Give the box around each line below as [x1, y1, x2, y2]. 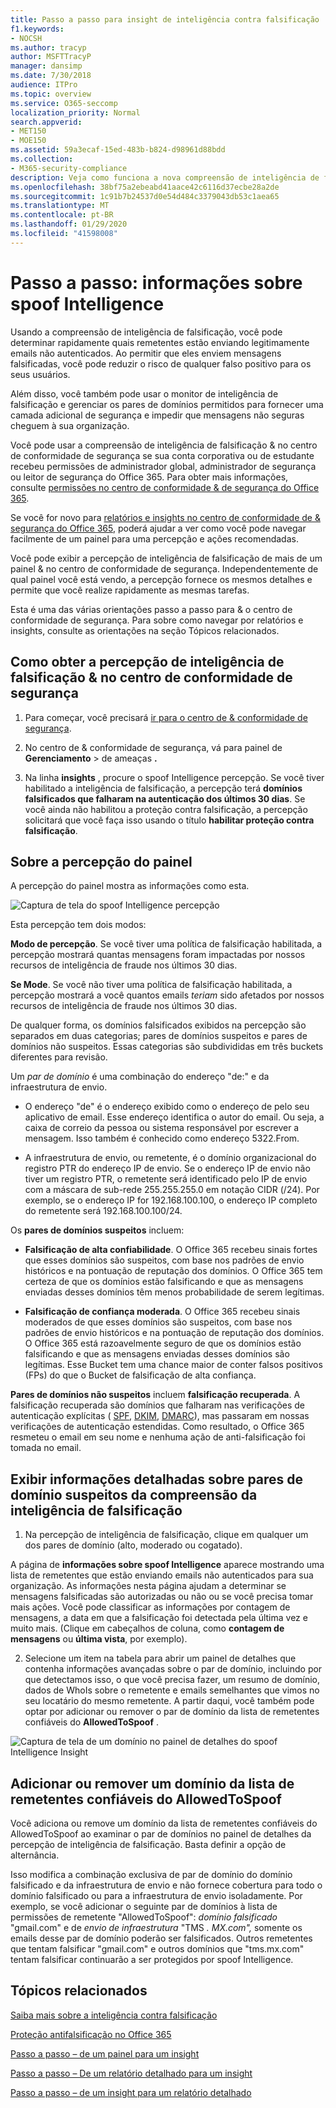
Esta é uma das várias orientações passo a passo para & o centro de [10, 603, 293, 615]
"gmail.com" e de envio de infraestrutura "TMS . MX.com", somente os [10, 1921, 303, 1933]
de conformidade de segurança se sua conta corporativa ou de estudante [10, 449, 315, 461]
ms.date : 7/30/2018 [10, 71, 92, 81]
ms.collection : [10, 154, 74, 164]
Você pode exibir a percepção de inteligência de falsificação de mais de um [10, 552, 323, 564]
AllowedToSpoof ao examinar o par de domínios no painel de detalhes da [10, 1827, 312, 1840]
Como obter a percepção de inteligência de [10, 654, 285, 671]
